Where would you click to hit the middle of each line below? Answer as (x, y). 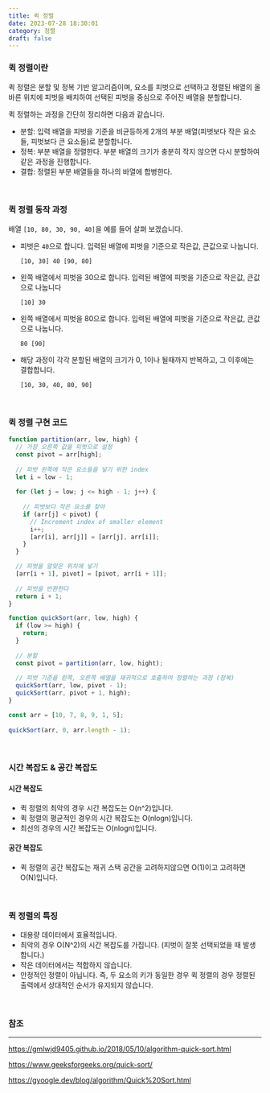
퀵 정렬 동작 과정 (38, 210)
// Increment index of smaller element (96, 522)
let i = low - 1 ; (45, 477)
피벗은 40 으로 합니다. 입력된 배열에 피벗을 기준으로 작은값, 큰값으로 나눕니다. (139, 245)
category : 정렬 (32, 31)
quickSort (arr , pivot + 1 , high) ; (73, 693)
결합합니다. (37, 369)
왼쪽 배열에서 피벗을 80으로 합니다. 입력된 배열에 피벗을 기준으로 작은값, (133, 318)
